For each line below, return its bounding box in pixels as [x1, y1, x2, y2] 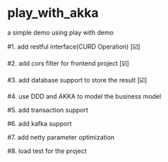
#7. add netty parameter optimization [7, 132, 115, 142]
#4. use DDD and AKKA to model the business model [7, 92, 162, 100]
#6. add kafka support [7, 119, 72, 127]
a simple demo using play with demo [7, 28, 114, 37]
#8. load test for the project [7, 147, 87, 155]
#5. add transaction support [7, 106, 88, 114]
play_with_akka [7, 5, 99, 21]
